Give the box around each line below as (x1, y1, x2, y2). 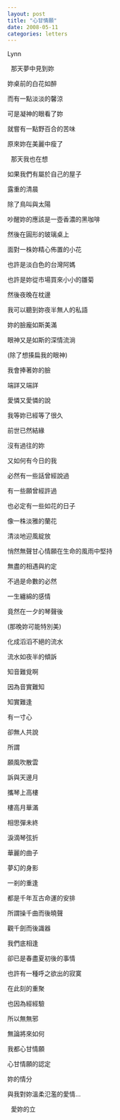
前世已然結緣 (7, 427, 44, 435)
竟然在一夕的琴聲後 (7, 608, 64, 616)
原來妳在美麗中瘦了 (7, 140, 64, 148)
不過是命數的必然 (7, 577, 57, 586)
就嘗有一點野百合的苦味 (7, 125, 76, 133)
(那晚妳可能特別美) (7, 622, 62, 631)
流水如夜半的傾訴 (7, 652, 57, 661)
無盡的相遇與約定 (7, 562, 57, 571)
